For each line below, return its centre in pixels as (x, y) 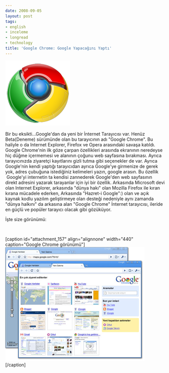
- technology (19, 43)
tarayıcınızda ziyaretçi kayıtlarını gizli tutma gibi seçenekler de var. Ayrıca (81, 161)
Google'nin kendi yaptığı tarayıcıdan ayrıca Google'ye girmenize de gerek (82, 166)
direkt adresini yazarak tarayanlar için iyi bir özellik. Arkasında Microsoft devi (85, 182)
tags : (11, 21)
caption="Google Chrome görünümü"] (45, 244)
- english (16, 27)
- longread (17, 38)
